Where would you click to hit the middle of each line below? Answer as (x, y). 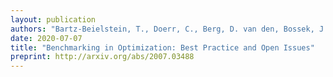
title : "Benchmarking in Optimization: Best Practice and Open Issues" (162, 47)
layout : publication (53, 19)
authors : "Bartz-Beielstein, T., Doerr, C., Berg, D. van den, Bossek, (162, 29)
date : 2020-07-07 (46, 38)
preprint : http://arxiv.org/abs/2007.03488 (102, 57)
